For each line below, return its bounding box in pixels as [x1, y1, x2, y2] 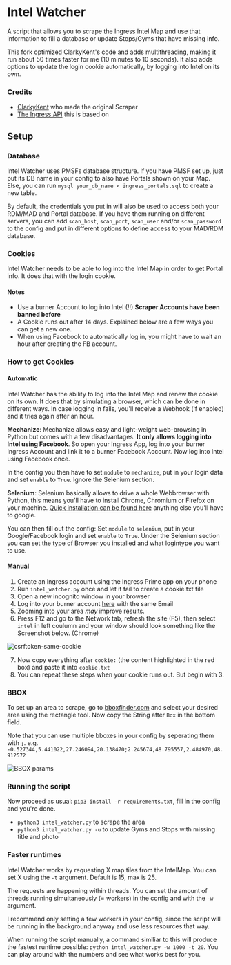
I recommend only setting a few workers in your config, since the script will [7, 915, 221, 923]
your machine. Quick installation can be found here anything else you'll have [7, 503, 224, 512]
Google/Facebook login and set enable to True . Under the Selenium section [7, 531, 220, 540]
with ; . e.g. [7, 739, 39, 747]
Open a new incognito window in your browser [17, 592, 150, 600]
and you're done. [7, 805, 56, 813]
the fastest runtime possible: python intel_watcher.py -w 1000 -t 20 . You [7, 942, 219, 951]
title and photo [17, 833, 59, 841]
